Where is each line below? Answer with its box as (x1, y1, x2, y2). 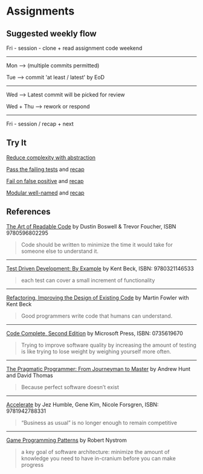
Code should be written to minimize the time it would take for (21, 241, 173, 248)
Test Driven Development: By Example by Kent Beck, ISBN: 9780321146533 (6, 265, 195, 272)
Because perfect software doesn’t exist (21, 383, 120, 390)
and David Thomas (6, 372, 53, 379)
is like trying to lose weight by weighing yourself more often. (21, 347, 172, 355)
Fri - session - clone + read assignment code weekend (6, 44, 143, 52)
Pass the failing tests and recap (6, 165, 85, 173)
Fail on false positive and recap (6, 177, 84, 184)
